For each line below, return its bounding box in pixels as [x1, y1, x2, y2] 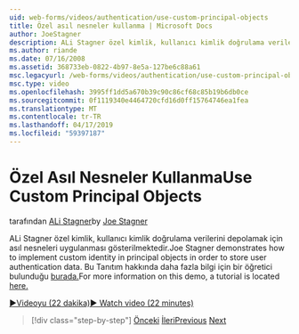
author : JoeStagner [9, 29, 82, 38]
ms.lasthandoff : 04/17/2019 [9, 121, 114, 130]
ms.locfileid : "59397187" [9, 129, 105, 138]
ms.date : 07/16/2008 [9, 54, 86, 63]
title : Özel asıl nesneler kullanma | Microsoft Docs [9, 21, 214, 30]
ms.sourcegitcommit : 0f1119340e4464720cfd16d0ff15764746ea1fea [9, 95, 249, 105]
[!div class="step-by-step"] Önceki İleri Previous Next [30, 314, 227, 325]
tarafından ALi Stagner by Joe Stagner [9, 216, 149, 226]
